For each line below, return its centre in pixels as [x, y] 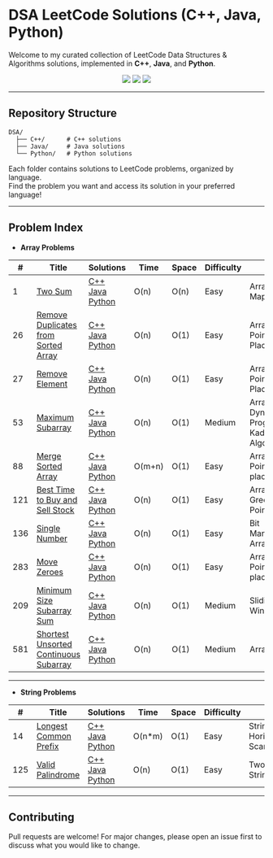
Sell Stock [55, 510]
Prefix [48, 746]
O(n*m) [148, 736]
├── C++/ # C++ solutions [69, 139]
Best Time [56, 490]
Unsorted [54, 644]
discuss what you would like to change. [74, 845]
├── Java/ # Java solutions [71, 146]
